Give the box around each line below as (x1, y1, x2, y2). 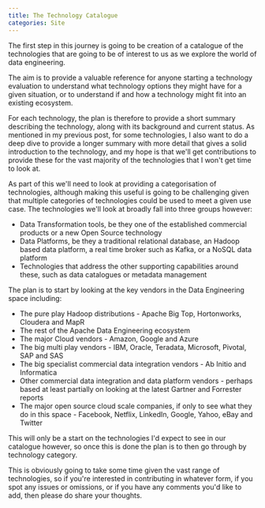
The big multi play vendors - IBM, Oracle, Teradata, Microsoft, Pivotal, (19, 342, 247, 352)
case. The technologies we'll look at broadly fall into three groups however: (8, 204, 252, 213)
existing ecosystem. (8, 98, 73, 107)
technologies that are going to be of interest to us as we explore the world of (8, 49, 257, 58)
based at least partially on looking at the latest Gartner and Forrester (19, 384, 242, 393)
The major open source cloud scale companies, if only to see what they (19, 401, 252, 411)
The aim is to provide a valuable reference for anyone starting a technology (8, 73, 253, 82)
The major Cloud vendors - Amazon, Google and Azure (19, 333, 199, 344)
